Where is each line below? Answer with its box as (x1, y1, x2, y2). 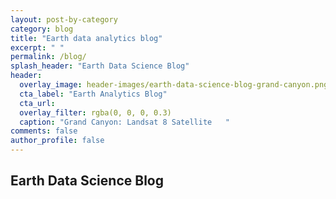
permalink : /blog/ (10, 52, 87, 62)
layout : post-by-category (10, 14, 118, 25)
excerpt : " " (10, 42, 65, 53)
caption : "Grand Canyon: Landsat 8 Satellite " (19, 117, 230, 127)
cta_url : (19, 98, 56, 108)
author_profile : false (10, 136, 105, 146)
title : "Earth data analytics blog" (10, 33, 163, 43)
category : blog (10, 24, 74, 34)
